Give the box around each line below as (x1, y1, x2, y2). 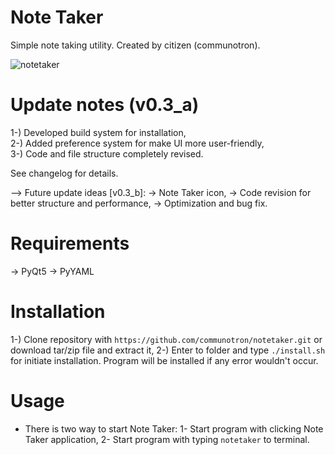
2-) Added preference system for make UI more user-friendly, (10, 137, 265, 149)
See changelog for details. (10, 167, 119, 179)
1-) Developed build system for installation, (10, 126, 187, 138)
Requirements (10, 232, 130, 255)
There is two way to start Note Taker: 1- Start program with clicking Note (24, 422, 324, 435)
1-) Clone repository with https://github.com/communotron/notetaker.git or (10, 333, 323, 345)
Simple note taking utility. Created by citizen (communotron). (10, 39, 261, 51)
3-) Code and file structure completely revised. (10, 147, 204, 160)
